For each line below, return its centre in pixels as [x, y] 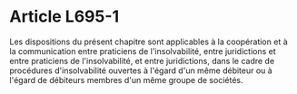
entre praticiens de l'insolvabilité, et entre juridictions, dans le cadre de [142, 61]
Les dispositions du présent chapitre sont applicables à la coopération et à [148, 42]
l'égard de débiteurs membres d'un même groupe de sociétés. [126, 80]
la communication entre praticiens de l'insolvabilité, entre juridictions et [143, 51]
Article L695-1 [64, 17]
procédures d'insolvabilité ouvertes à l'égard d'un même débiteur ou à [141, 70]
